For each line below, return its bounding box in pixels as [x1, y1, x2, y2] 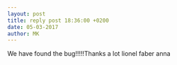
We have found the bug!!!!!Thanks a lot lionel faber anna [7, 49, 171, 58]
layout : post [7, 10, 46, 18]
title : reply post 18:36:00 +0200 [7, 17, 110, 24]
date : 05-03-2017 [7, 23, 59, 30]
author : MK [7, 30, 40, 37]
